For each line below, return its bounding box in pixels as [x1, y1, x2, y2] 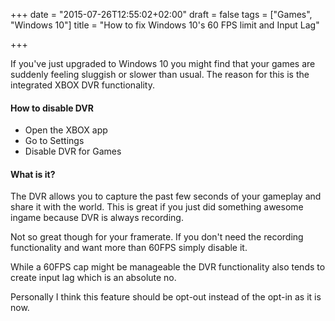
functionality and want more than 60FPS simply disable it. [10, 242, 248, 254]
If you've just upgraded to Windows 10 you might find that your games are [10, 58, 316, 69]
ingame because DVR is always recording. [10, 212, 184, 224]
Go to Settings [24, 135, 85, 147]
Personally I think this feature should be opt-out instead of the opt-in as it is [10, 291, 322, 303]
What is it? [10, 168, 56, 180]
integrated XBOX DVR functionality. [10, 79, 155, 91]
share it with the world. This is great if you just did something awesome [10, 201, 304, 213]
